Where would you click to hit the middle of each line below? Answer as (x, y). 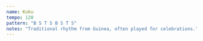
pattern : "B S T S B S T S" (42, 23)
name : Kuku (20, 12)
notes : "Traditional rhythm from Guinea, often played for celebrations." (102, 29)
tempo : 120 (20, 17)
